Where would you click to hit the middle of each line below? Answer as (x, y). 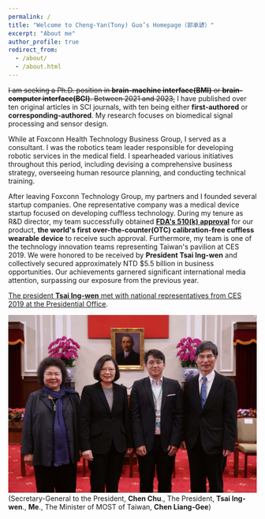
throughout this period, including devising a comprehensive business (120, 164)
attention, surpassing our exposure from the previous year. (104, 280)
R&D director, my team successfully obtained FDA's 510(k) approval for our (131, 221)
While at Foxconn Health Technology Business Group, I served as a (117, 139)
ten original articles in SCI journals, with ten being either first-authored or (128, 107)
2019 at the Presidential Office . (58, 303)
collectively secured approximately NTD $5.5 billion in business (111, 263)
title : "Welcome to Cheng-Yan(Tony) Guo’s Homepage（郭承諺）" (111, 25)
